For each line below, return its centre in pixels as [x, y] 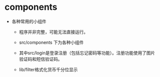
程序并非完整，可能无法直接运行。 [53, 32]
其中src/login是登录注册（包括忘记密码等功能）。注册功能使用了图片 [87, 53]
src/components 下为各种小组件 [51, 42]
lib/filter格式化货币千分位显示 [48, 69]
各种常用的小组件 [29, 21]
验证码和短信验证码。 [40, 59]
